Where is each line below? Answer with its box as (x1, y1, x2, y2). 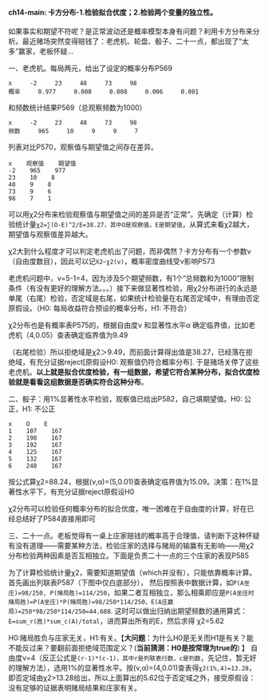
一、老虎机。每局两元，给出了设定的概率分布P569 (8, 64, 173, 73)
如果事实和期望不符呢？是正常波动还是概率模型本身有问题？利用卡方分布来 (8, 26, 253, 36)
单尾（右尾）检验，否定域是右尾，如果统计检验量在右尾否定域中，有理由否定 (8, 294, 260, 303)
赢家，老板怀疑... (18, 46, 74, 56)
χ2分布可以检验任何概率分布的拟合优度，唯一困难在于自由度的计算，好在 (8, 504, 247, 514)
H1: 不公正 (22, 404, 56, 414)
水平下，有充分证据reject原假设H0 (22, 487, 135, 496)
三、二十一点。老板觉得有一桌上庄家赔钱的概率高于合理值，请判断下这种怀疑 (8, 531, 260, 540)
